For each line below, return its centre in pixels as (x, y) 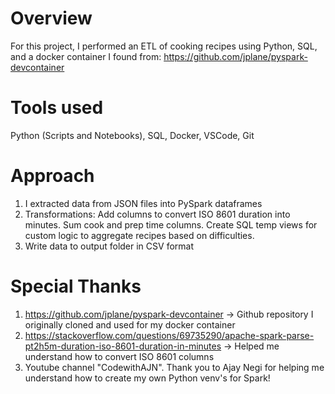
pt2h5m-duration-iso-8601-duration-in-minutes (123, 346)
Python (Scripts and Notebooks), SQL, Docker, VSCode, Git (132, 135)
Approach (52, 176)
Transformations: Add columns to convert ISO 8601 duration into (157, 214)
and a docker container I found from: (86, 56)
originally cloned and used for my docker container (130, 324)
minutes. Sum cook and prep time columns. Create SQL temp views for (171, 224)
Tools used (57, 108)
